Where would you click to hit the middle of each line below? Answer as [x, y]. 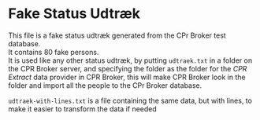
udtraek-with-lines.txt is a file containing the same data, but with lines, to [130, 100]
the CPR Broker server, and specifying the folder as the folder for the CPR [128, 68]
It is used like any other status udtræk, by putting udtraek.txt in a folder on [130, 60]
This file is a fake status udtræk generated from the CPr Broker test [117, 35]
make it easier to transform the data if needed [83, 109]
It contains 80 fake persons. [54, 52]
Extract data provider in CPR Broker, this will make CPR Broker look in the [127, 77]
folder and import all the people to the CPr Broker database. [105, 85]
